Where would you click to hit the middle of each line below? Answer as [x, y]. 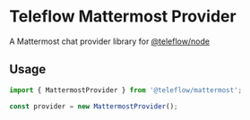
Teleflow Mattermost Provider [123, 17]
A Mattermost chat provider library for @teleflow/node [110, 41]
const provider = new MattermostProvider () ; [94, 106]
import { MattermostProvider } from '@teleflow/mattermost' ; [126, 90]
